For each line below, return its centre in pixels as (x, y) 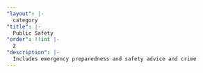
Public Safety (33, 33)
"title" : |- (24, 26)
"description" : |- (33, 53)
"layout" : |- (25, 14)
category (25, 20)
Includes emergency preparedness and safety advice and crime (105, 59)
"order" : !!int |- (33, 40)
